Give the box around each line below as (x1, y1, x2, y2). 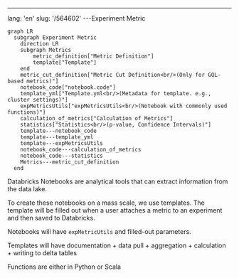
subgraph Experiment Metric (14, 34, 97, 41)
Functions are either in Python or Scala (7, 262, 121, 271)
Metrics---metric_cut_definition (20, 159, 119, 166)
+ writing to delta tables (7, 249, 77, 257)
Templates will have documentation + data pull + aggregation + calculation (7, 241, 226, 250)
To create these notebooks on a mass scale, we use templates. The (7, 198, 205, 207)
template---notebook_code (20, 127, 97, 134)
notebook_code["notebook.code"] (20, 84, 116, 91)
